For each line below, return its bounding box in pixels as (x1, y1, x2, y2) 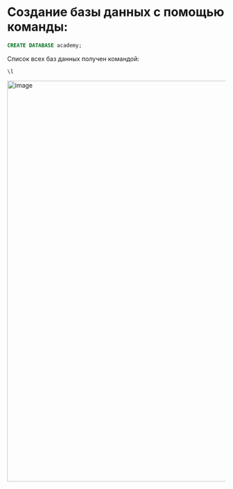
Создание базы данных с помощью (7, 4, 225, 20)
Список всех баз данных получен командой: (7, 54, 140, 63)
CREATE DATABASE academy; (7, 42, 82, 49)
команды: (7, 19, 68, 35)
